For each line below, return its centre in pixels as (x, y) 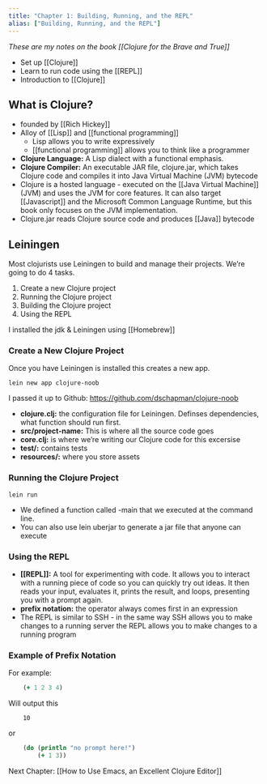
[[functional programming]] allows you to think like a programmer (141, 150)
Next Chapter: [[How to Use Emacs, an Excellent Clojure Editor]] (115, 771)
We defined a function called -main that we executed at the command (136, 509)
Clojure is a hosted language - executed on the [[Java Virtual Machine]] (139, 185)
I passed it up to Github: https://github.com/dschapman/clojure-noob (123, 398)
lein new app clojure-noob (54, 383)
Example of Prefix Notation (62, 655)
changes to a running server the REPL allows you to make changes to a (138, 626)
